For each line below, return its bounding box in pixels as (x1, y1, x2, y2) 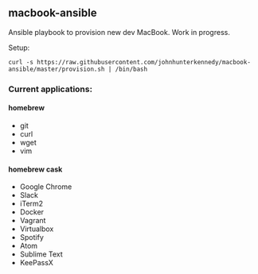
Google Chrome (19, 182, 72, 191)
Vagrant (19, 216, 46, 226)
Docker (19, 207, 45, 217)
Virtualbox (19, 224, 54, 233)
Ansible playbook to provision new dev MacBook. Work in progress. (8, 27, 231, 37)
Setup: (8, 43, 30, 52)
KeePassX (19, 258, 54, 268)
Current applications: (8, 83, 93, 95)
